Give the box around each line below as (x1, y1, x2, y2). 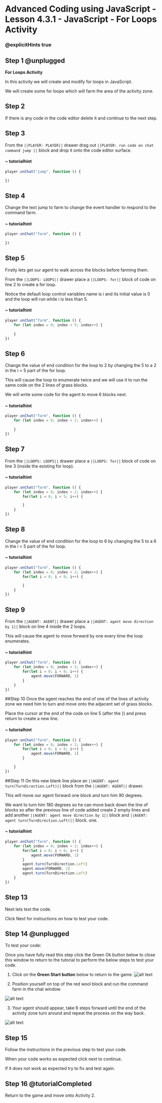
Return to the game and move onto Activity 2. (5, 1092, 96, 1098)
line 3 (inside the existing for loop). (5, 463, 74, 469)
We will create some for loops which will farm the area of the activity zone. (5, 88, 154, 94)
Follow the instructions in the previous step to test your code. (5, 1047, 127, 1052)
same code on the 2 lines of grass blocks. (5, 382, 88, 388)
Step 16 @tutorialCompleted (5, 1080, 92, 1088)
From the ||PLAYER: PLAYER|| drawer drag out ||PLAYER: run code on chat (5, 142, 154, 148)
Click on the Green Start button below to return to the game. (12, 972, 133, 978)
